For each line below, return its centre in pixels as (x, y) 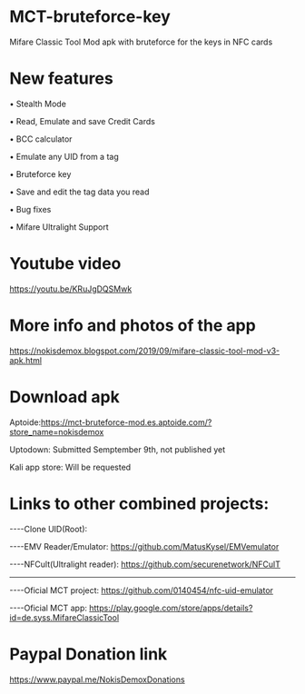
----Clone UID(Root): (49, 529)
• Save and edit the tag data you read (79, 192)
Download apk (64, 397)
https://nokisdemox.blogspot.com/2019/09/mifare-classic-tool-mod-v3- (145, 351)
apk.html (26, 360)
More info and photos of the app (133, 325)
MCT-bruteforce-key (90, 17)
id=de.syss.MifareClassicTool (64, 617)
